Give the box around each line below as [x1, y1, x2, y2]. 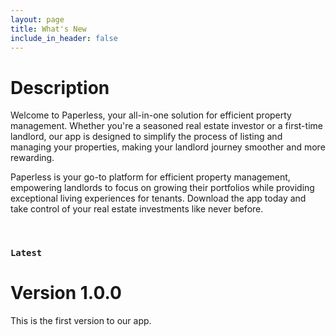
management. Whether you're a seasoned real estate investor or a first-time [10, 120, 323, 132]
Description [10, 76, 110, 99]
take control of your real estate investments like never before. [10, 203, 264, 215]
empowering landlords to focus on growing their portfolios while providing [10, 182, 315, 194]
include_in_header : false [10, 33, 118, 43]
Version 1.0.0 [10, 282, 122, 305]
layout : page [10, 14, 65, 25]
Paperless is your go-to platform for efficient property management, [10, 171, 291, 183]
